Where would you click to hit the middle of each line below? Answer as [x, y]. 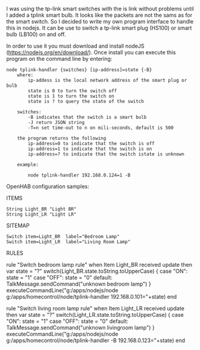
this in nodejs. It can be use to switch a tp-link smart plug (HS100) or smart [99, 28]
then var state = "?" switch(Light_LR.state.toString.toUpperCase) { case [95, 315]
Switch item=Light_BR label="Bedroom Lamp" [63, 237]
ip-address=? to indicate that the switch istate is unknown [106, 154]
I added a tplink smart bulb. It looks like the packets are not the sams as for [99, 15]
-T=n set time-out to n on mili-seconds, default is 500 [101, 128]
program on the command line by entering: [59, 59]
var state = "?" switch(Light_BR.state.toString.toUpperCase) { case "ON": [97, 271]
